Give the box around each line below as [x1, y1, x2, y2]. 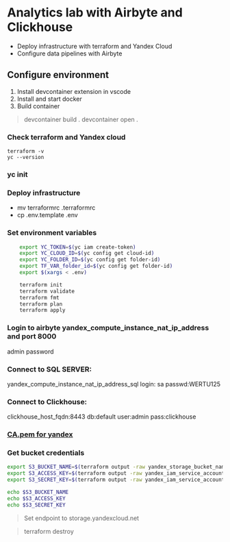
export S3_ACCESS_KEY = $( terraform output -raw [7, 470, 142, 477]
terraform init [19, 281, 63, 288]
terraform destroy [23, 527, 74, 535]
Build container [16, 101, 60, 110]
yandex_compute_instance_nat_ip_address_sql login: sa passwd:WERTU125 [7, 380, 221, 388]
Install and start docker [16, 95, 82, 103]
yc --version [7, 154, 44, 161]
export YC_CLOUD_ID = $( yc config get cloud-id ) [19, 250, 155, 257]
